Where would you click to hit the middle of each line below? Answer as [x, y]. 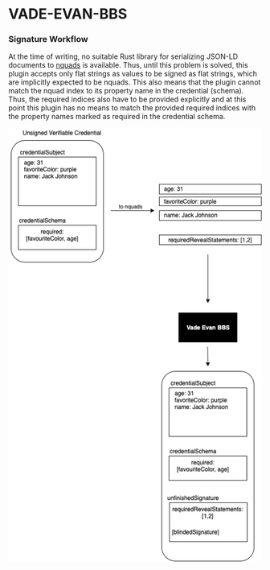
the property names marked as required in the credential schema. [117, 117]
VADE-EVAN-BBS [68, 14]
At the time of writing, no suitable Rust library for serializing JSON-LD [123, 56]
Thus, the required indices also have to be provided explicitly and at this [127, 99]
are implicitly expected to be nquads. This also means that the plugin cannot [135, 82]
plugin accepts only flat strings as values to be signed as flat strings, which [133, 74]
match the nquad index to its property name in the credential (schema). [126, 91]
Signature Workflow [48, 39]
